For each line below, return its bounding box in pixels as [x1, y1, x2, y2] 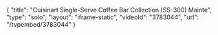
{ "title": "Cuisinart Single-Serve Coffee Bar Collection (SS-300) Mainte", [6, 6, 212, 14]
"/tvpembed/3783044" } [6, 21, 76, 28]
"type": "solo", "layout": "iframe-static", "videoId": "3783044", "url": [6, 13, 199, 21]
